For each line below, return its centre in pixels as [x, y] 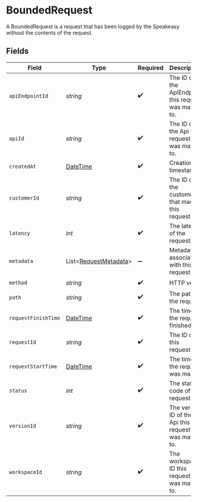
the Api [179, 131]
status [18, 390]
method [18, 283]
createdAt [23, 166]
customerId [24, 198]
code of [180, 390]
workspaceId [26, 472]
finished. [181, 325]
